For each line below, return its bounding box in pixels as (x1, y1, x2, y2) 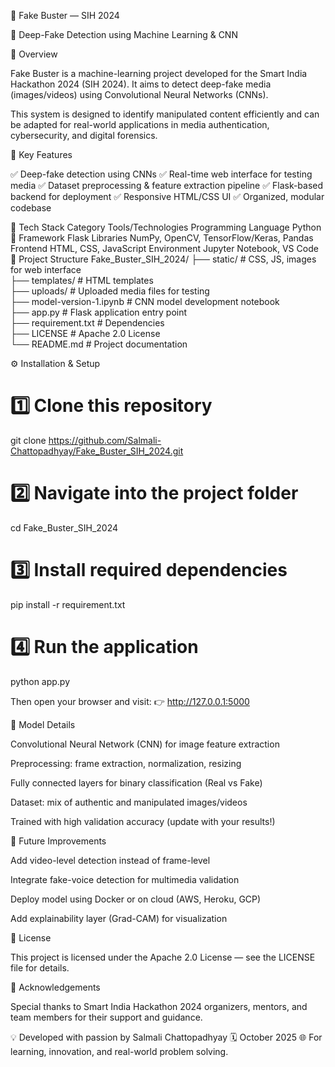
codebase (10, 202, 52, 214)
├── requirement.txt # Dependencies (10, 317, 165, 329)
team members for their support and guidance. (10, 1011, 203, 1023)
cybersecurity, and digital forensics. (10, 130, 158, 141)
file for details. (10, 961, 70, 974)
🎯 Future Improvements (10, 835, 107, 847)
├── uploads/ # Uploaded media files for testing (10, 285, 210, 297)
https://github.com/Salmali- (48, 434, 162, 446)
